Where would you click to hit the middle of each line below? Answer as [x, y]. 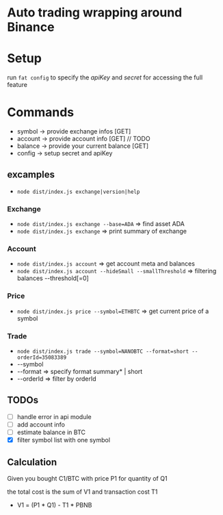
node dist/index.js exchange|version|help [78, 192]
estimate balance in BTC [51, 432]
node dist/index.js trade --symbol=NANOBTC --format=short [103, 352]
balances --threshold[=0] [53, 278]
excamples [31, 175]
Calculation [32, 462]
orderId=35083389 [42, 357]
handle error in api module [54, 416]
